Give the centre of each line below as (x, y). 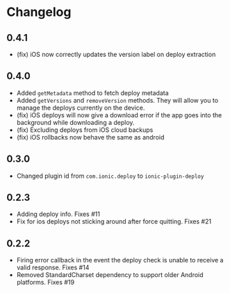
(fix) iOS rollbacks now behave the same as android (90, 137)
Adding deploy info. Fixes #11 (58, 214)
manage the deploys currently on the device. (81, 108)
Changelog (39, 12)
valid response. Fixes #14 (53, 267)
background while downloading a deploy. (75, 122)
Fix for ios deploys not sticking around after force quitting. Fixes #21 (114, 221)
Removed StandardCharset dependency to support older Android (110, 275)
